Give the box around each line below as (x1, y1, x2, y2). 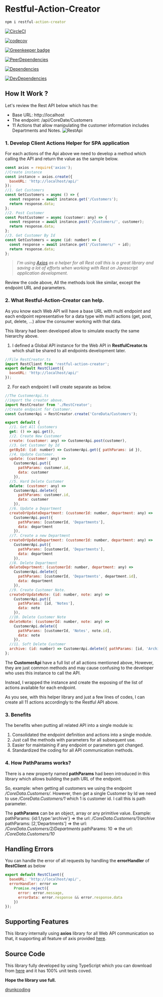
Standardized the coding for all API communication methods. (12, 747, 134, 753)
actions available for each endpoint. (5, 685, 77, 690)
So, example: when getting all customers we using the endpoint (5, 785, 132, 791)
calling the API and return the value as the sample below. (5, 156, 119, 162)
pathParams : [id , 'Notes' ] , (17, 601, 75, 606)
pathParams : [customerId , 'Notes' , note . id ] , (17, 628, 112, 633)
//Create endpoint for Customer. (5, 407, 73, 412)
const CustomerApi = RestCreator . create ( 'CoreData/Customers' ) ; (5, 411, 138, 417)
